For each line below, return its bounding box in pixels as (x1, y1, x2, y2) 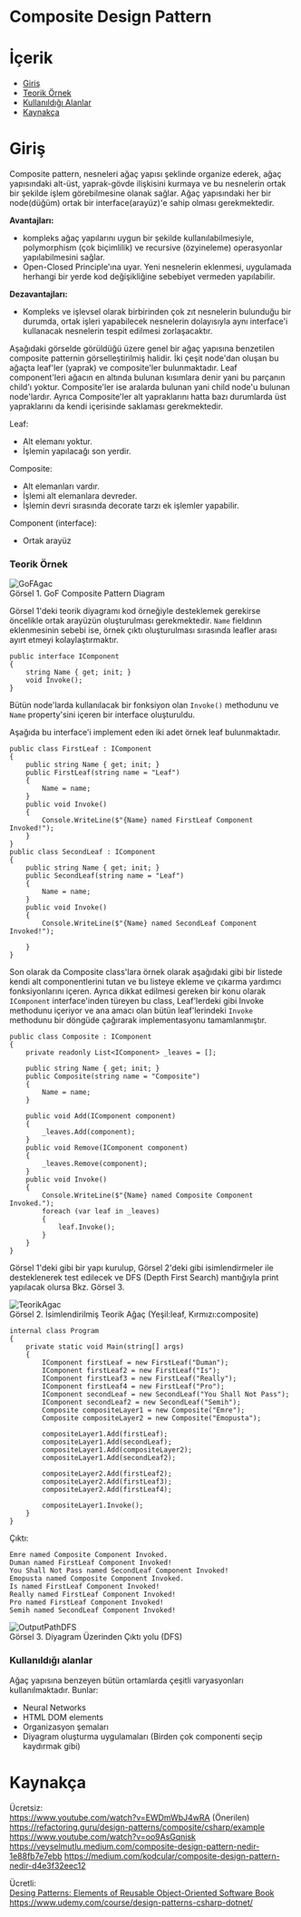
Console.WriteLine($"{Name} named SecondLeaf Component (42, 919, 257, 929)
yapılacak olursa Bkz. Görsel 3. (9, 1281, 125, 1293)
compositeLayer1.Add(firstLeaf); (42, 1430, 169, 1439)
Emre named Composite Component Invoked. (9, 1551, 169, 1560)
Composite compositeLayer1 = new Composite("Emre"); (42, 1406, 246, 1416)
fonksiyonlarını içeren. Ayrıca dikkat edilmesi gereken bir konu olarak (9, 986, 267, 997)
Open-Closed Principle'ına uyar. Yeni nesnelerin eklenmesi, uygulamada (22, 261, 292, 273)
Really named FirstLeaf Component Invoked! (9, 1590, 177, 1600)
